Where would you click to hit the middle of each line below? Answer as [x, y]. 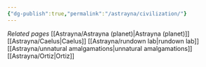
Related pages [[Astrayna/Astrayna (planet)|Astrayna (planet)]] [98, 33]
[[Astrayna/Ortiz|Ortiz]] [41, 56]
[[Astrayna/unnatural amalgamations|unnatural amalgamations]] [100, 48]
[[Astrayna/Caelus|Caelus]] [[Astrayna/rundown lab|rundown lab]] [103, 41]
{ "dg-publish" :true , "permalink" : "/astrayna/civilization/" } [97, 14]
